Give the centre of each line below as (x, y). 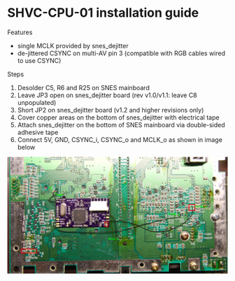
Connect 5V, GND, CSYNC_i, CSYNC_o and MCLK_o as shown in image (120, 139)
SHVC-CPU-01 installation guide (103, 13)
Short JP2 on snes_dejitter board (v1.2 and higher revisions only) (111, 110)
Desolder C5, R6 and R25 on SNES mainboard (84, 87)
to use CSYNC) (39, 60)
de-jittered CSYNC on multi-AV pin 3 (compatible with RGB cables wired (121, 53)
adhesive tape (38, 132)
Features (20, 32)
